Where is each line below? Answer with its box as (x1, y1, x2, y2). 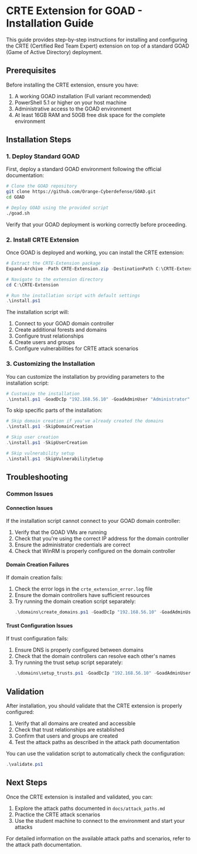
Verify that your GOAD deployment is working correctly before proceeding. (6, 221, 187, 228)
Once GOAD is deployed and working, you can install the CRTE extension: (6, 249, 185, 256)
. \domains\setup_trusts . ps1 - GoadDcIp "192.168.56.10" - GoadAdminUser (14, 670, 191, 676)
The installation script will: (6, 309, 69, 316)
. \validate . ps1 (6, 762, 43, 768)
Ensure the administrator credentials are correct (14, 541, 131, 548)
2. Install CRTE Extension (6, 235, 79, 243)
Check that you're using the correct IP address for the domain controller (14, 535, 189, 542)
